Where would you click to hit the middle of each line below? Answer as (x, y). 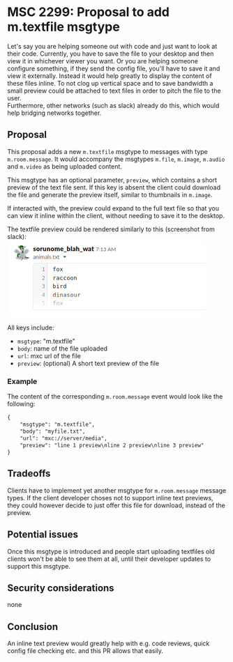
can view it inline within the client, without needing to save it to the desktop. (116, 215)
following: (21, 404)
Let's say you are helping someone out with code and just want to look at (112, 46)
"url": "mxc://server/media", (64, 439)
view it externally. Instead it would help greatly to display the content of (110, 76)
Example (22, 381)
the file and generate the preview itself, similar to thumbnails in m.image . (110, 194)
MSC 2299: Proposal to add (88, 12)
